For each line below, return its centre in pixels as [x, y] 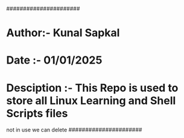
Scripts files [37, 113]
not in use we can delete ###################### [74, 130]
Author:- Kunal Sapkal [63, 33]
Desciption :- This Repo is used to [92, 88]
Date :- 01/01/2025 [54, 60]
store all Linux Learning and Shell [91, 100]
